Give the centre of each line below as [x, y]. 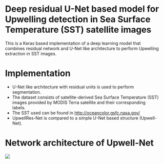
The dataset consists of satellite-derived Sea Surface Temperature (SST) [85, 97]
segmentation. [27, 92]
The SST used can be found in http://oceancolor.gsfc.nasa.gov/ [76, 113]
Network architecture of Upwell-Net [79, 143]
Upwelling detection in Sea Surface [78, 19]
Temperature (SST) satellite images [78, 30]
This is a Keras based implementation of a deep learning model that [73, 43]
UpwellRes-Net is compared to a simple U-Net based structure [75, 118]
